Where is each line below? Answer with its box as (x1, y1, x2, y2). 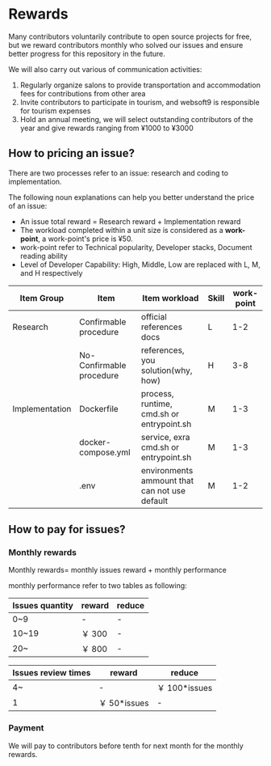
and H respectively (19, 268, 83, 277)
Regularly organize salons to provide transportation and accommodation (19, 80, 261, 90)
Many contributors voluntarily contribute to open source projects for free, (8, 32, 252, 41)
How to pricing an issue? (8, 146, 135, 160)
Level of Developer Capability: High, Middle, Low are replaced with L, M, (19, 260, 261, 269)
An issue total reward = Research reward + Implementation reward (19, 216, 241, 226)
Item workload (142, 292, 199, 303)
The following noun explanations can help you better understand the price (8, 192, 255, 202)
